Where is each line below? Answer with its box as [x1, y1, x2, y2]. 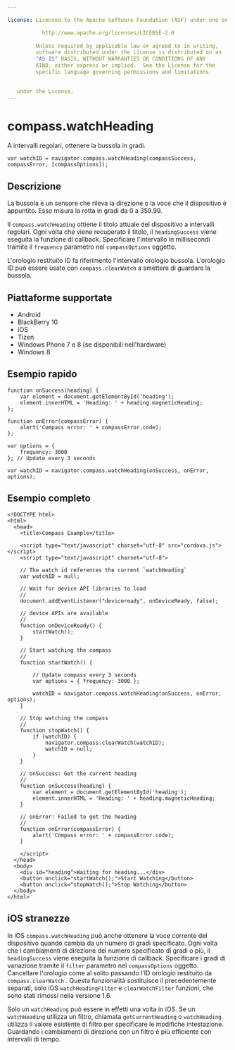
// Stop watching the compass [20, 715, 109, 722]
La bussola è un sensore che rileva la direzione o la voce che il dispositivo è [7, 199, 227, 208]
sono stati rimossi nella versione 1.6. [7, 991, 112, 999]
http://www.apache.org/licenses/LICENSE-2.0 [42, 29, 174, 36]
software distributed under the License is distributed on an [35, 49, 222, 56]
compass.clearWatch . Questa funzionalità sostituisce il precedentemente [7, 976, 217, 984]
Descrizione [7, 180, 62, 192]
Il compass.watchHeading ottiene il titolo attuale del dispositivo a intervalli [7, 220, 215, 229]
